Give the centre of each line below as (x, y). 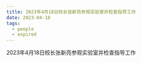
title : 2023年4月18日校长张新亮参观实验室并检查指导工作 (71, 12)
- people (23, 29)
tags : (13, 23)
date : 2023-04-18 (28, 18)
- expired (24, 35)
